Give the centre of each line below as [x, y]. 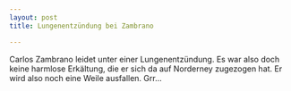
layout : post [34, 17]
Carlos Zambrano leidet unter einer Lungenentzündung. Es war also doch [145, 59]
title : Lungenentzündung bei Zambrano [81, 26]
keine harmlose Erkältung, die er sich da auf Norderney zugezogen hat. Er [146, 69]
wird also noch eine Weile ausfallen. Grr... [86, 78]
